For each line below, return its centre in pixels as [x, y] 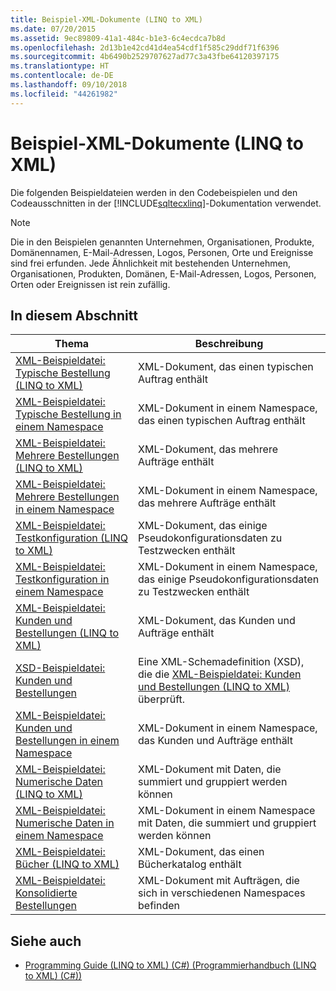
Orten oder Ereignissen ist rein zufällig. [90, 284]
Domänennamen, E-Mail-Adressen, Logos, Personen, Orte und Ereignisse [162, 252]
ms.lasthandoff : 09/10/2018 [69, 85]
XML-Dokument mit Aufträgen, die [219, 881]
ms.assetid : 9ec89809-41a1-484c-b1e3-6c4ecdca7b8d [118, 38]
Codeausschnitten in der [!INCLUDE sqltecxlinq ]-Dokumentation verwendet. [166, 203]
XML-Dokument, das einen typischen [226, 367]
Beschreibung [229, 344]
